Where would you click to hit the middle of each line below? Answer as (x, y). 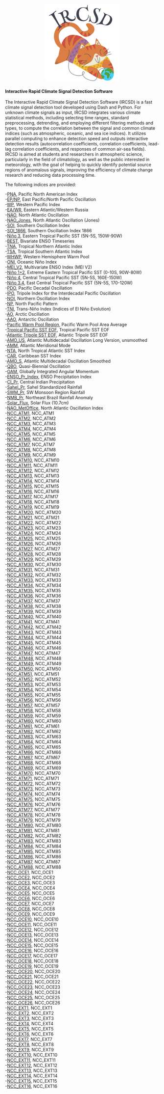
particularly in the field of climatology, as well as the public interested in (77, 160)
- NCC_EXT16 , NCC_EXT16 (31, 1086)
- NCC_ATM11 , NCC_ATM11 (31, 465)
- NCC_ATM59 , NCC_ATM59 (33, 716)
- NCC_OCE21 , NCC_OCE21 (32, 977)
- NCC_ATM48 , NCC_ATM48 (33, 658)
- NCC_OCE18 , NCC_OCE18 (32, 961)
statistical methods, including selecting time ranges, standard (67, 118)
